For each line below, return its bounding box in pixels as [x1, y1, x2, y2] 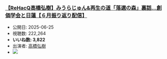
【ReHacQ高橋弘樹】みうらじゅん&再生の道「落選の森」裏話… [5, 4, 157, 11]
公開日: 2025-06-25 [12, 24, 54, 30]
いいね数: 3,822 [12, 36, 45, 43]
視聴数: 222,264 [12, 30, 46, 36]
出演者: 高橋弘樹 [12, 43, 46, 49]
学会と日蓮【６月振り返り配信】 [10, 11, 87, 18]
